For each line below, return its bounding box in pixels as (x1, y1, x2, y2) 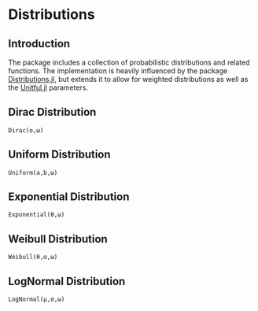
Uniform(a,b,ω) (8, 168, 58, 176)
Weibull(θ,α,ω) (8, 254, 58, 261)
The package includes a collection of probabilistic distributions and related (8, 57, 250, 67)
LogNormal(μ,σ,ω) (8, 295, 65, 304)
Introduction (8, 37, 71, 50)
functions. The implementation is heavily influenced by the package (8, 66, 228, 76)
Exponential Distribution (8, 191, 130, 204)
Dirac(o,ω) (8, 126, 44, 135)
